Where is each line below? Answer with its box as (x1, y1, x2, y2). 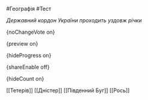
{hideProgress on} (6, 52, 52, 59)
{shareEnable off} (6, 63, 50, 70)
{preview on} (6, 40, 38, 47)
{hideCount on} (6, 75, 44, 82)
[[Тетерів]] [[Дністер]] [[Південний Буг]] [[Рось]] (6, 87, 130, 94)
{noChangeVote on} (6, 28, 55, 36)
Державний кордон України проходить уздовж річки (6, 17, 142, 23)
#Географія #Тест (6, 5, 52, 12)
